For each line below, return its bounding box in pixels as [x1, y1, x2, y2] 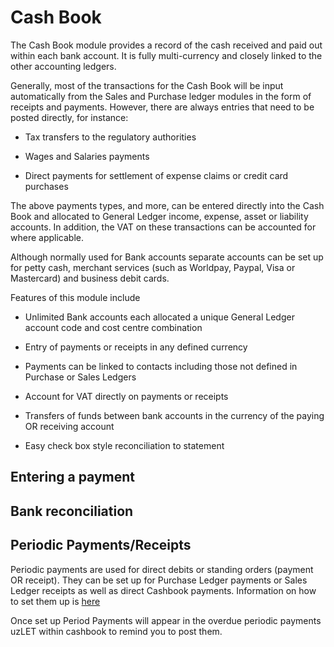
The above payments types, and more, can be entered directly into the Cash [10, 199, 325, 211]
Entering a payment [10, 469, 135, 486]
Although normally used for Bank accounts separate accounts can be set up [10, 251, 324, 263]
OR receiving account [24, 420, 115, 432]
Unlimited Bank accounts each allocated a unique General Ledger [24, 311, 295, 323]
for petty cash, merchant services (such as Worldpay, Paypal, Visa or [10, 261, 296, 273]
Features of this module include [10, 291, 141, 303]
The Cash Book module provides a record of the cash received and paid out [10, 39, 323, 51]
